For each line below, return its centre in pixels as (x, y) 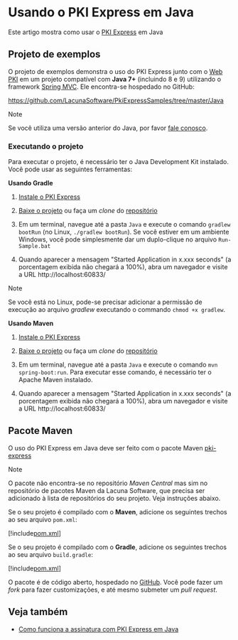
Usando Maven (31, 323)
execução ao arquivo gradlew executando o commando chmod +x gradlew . (117, 310)
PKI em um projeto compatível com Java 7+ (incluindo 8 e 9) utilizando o (115, 79)
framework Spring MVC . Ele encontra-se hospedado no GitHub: (101, 87)
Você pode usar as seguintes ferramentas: (70, 169)
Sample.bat (34, 246)
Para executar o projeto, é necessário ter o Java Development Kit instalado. (119, 162)
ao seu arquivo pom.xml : (43, 519)
